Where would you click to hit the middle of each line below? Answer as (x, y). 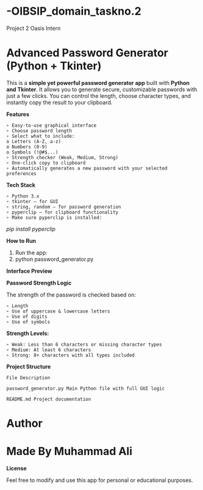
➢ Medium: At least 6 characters (49, 350)
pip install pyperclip (31, 229)
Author (24, 424)
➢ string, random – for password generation (64, 207)
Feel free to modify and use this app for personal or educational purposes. (100, 480)
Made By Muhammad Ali (69, 451)
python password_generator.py (54, 259)
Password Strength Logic (39, 283)
